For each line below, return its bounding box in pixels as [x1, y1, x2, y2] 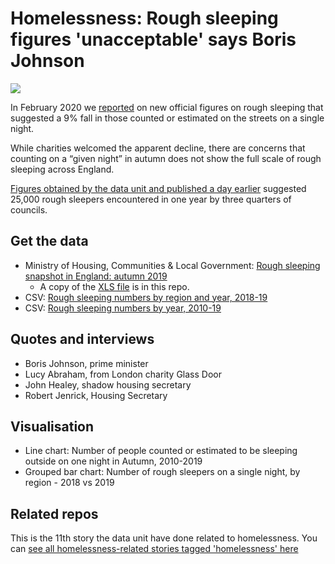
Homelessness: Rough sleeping [10, 7, 279, 30]
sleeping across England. [10, 163, 115, 175]
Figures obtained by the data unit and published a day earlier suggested [10, 182, 307, 194]
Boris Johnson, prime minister [24, 357, 149, 369]
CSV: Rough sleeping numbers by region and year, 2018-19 [24, 291, 268, 303]
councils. [10, 203, 48, 216]
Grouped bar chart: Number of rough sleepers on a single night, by [24, 466, 301, 478]
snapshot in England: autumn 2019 [24, 270, 168, 282]
